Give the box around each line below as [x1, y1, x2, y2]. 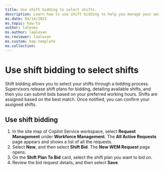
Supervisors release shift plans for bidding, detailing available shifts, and [5, 86, 151, 92]
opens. [12, 149, 26, 155]
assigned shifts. [5, 101, 37, 107]
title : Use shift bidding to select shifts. [5, 7, 97, 12]
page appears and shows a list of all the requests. [12, 139, 113, 145]
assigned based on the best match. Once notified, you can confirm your [5, 96, 150, 102]
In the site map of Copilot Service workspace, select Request [12, 128, 136, 134]
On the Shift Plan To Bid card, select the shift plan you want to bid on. [12, 154, 153, 160]
